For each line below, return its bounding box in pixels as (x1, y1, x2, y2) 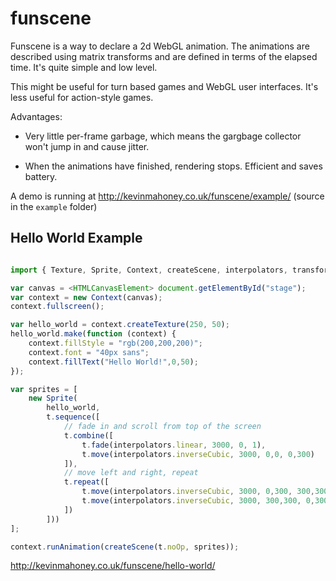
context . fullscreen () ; (10, 302, 105, 312)
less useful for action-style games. (10, 91, 154, 103)
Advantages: (10, 110, 63, 122)
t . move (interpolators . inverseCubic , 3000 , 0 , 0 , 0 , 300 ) (81, 449, 316, 459)
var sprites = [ (10, 384, 78, 394)
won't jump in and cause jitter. (24, 140, 150, 152)
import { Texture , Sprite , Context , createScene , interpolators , (10, 265, 288, 275)
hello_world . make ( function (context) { (10, 329, 177, 339)
